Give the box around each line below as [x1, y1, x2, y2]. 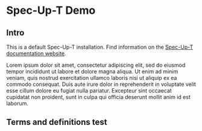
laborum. [6, 100, 29, 107]
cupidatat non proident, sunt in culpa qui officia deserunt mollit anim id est [6, 94, 191, 100]
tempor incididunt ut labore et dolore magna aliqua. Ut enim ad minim [6, 68, 178, 75]
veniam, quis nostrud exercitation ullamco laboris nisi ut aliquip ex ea [6, 75, 177, 81]
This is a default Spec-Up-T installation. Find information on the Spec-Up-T [6, 43, 194, 50]
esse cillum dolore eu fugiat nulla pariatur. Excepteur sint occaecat [6, 87, 172, 94]
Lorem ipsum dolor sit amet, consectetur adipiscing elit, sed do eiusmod [6, 61, 186, 69]
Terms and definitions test [6, 117, 107, 127]
